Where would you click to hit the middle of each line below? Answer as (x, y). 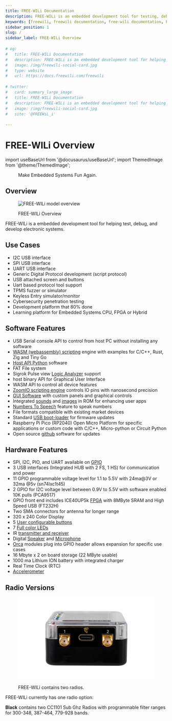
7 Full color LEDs (30, 528)
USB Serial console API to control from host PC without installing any (85, 341)
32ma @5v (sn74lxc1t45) (39, 484)
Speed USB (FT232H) (36, 506)
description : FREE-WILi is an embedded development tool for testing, (82, 16)
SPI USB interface (31, 263)
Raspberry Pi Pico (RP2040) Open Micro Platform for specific (77, 423)
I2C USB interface (32, 258)
